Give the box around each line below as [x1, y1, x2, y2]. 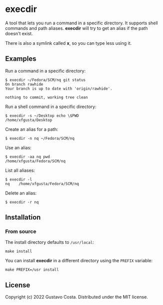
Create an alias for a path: [5, 126, 58, 132]
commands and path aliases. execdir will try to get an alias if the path [5, 25, 148, 31]
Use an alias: [5, 144, 31, 150]
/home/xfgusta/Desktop [5, 117, 52, 122]
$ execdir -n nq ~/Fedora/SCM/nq [5, 136, 75, 141]
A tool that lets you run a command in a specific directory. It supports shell [5, 20, 158, 26]
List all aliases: [5, 167, 35, 173]
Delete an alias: [5, 190, 37, 196]
